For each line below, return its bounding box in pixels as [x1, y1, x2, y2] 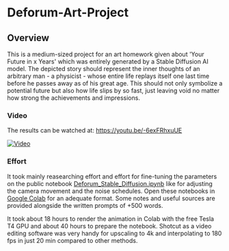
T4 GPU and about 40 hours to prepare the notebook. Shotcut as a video [7, 222, 212, 230]
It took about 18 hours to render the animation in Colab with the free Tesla [7, 214, 214, 223]
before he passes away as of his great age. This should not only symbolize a [7, 79, 223, 87]
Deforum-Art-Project [7, 5, 129, 21]
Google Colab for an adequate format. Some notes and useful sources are [7, 194, 215, 202]
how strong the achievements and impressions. [7, 94, 140, 102]
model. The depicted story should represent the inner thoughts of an [7, 65, 200, 72]
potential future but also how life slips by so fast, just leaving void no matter [7, 87, 220, 94]
